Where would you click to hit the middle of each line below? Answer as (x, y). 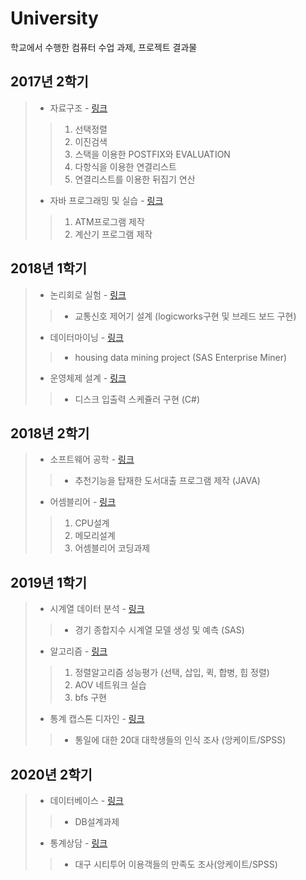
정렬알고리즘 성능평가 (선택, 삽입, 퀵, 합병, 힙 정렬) (172, 673)
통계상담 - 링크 (78, 843)
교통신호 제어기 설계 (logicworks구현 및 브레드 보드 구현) (185, 316)
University (54, 18)
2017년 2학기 (49, 82)
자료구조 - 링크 (78, 108)
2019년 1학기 (49, 582)
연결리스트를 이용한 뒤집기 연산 (135, 179)
